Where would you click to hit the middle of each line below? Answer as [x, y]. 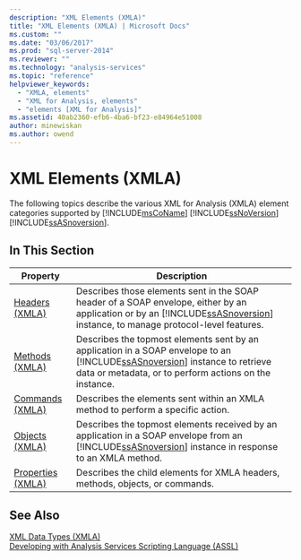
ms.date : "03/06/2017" [52, 43]
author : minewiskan [46, 126]
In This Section [52, 250]
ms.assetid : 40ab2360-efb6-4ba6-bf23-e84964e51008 [106, 117]
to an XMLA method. [119, 458]
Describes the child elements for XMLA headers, [178, 472]
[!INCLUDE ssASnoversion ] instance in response [177, 446]
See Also [34, 516]
